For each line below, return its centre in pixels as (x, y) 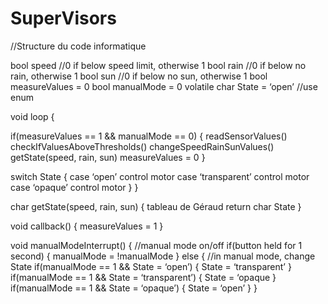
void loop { (32, 116)
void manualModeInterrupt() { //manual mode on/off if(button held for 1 (156, 245)
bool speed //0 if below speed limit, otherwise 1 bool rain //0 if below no (158, 65)
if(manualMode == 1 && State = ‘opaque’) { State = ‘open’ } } (134, 288)
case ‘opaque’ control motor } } (74, 187)
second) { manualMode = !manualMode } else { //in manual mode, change (163, 256)
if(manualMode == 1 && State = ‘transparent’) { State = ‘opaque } (143, 277)
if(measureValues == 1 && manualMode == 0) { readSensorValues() (149, 136)
